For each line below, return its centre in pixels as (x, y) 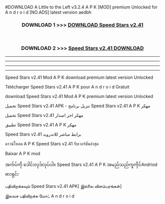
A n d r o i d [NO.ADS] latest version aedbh (48, 12)
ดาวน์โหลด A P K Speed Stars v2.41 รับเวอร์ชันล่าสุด (52, 143)
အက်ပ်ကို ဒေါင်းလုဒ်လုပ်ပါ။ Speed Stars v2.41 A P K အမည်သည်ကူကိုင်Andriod (81, 164)
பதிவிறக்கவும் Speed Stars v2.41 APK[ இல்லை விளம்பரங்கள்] (63, 186)
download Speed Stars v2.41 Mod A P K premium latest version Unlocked (79, 96)
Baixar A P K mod (23, 153)
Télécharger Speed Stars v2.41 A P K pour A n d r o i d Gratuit (67, 87)
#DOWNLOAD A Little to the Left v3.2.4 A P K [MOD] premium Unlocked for (82, 7)
